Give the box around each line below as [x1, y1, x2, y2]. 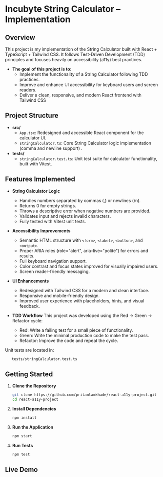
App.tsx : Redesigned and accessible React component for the [19, 130, 144, 136]
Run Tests [12, 442, 33, 448]
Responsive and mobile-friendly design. [19, 293, 100, 298]
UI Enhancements [12, 278, 49, 284]
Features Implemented [5, 175, 76, 183]
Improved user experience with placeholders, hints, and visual [19, 297, 144, 304]
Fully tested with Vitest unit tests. [19, 218, 86, 224]
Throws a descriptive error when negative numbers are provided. [19, 208, 151, 214]
